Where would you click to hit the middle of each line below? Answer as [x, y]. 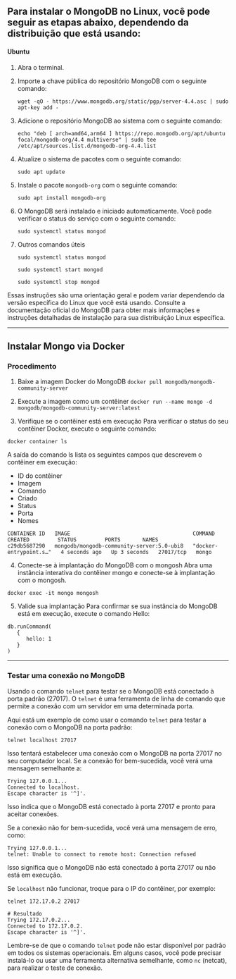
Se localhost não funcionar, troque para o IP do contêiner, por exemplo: [112, 888]
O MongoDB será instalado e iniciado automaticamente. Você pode [114, 211]
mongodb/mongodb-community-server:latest [79, 408]
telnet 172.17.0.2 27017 [44, 901]
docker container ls [38, 442]
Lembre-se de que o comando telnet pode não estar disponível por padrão [117, 945]
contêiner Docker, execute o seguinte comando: [87, 429]
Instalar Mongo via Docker [66, 346]
